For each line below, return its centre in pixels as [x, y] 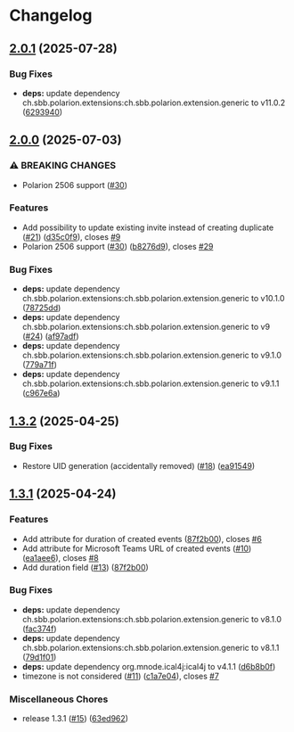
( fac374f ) [39, 629]
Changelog [51, 16]
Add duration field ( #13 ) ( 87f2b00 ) [85, 567]
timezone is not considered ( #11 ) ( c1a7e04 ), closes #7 [121, 676]
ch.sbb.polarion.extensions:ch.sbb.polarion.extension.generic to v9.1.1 [151, 383]
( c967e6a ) [41, 393]
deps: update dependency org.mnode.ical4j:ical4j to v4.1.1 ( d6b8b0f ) [149, 666]
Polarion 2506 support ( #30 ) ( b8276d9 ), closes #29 [118, 246]
